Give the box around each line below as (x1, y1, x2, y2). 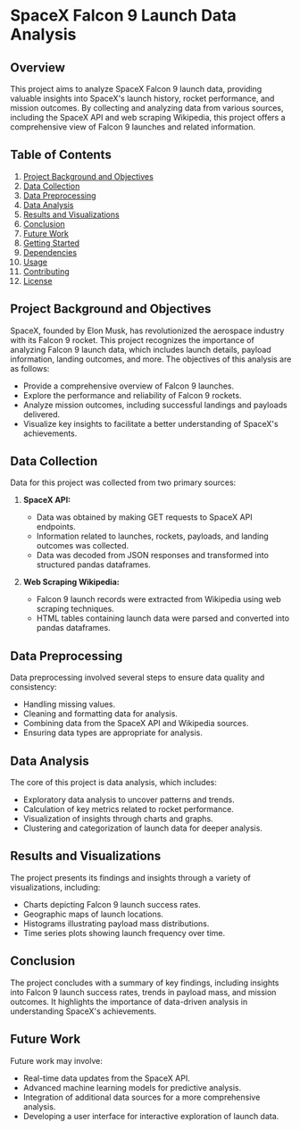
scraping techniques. (36, 604, 114, 615)
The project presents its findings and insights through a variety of (10, 872, 251, 883)
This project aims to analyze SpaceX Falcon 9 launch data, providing (10, 84, 262, 94)
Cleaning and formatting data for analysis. (22, 708, 178, 719)
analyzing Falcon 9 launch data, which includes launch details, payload (10, 344, 271, 355)
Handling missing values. (22, 699, 116, 710)
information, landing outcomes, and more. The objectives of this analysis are (10, 354, 292, 364)
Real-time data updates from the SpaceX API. (22, 1073, 190, 1084)
